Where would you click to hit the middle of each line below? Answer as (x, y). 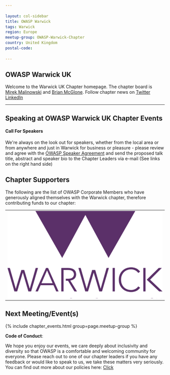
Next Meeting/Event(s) (42, 314)
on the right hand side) (29, 164)
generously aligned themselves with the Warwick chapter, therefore (76, 197)
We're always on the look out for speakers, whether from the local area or (82, 142)
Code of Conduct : (24, 336)
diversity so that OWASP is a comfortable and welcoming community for (80, 351)
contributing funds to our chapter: (40, 203)
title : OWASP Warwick (28, 21)
